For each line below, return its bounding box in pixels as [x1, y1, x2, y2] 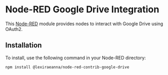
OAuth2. [5, 26, 23, 32]
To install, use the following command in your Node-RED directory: [5, 54, 146, 61]
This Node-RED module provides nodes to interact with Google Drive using [5, 21, 163, 27]
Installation [5, 41, 42, 50]
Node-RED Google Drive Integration [5, 4, 160, 15]
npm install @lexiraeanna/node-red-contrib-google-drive [5, 64, 130, 70]
